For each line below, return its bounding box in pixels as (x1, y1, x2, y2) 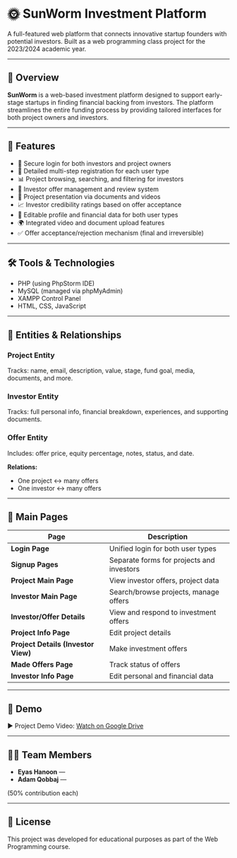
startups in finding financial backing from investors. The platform (25, 98, 214, 106)
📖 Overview (7, 71, 59, 84)
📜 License (7, 816, 51, 828)
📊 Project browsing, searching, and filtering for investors (17, 174, 184, 183)
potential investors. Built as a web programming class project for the (7, 37, 206, 45)
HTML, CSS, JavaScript (17, 302, 87, 310)
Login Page (11, 544, 49, 554)
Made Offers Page (11, 660, 73, 670)
